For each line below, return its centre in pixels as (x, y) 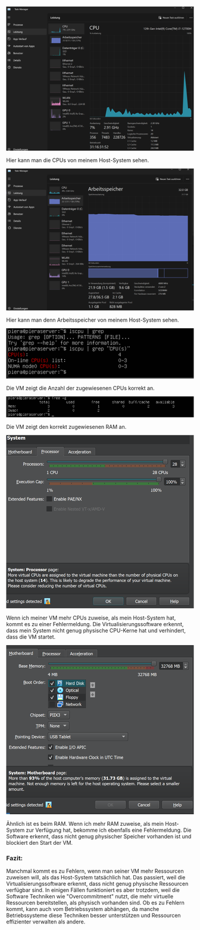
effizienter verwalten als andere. (46, 922)
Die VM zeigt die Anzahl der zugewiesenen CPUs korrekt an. (80, 388)
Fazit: (15, 858)
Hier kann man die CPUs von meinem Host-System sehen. (78, 160)
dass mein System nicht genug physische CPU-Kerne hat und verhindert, (96, 630)
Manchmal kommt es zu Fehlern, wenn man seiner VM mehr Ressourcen (95, 871)
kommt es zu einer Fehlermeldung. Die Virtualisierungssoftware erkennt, (95, 624)
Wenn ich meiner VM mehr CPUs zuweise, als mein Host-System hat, (91, 618)
